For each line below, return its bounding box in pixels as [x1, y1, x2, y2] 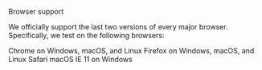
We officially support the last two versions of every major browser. [8, 22, 228, 31]
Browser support [8, 7, 64, 16]
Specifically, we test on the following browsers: [8, 31, 165, 40]
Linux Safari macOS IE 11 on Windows [8, 55, 133, 64]
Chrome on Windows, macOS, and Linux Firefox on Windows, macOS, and [8, 46, 255, 55]
